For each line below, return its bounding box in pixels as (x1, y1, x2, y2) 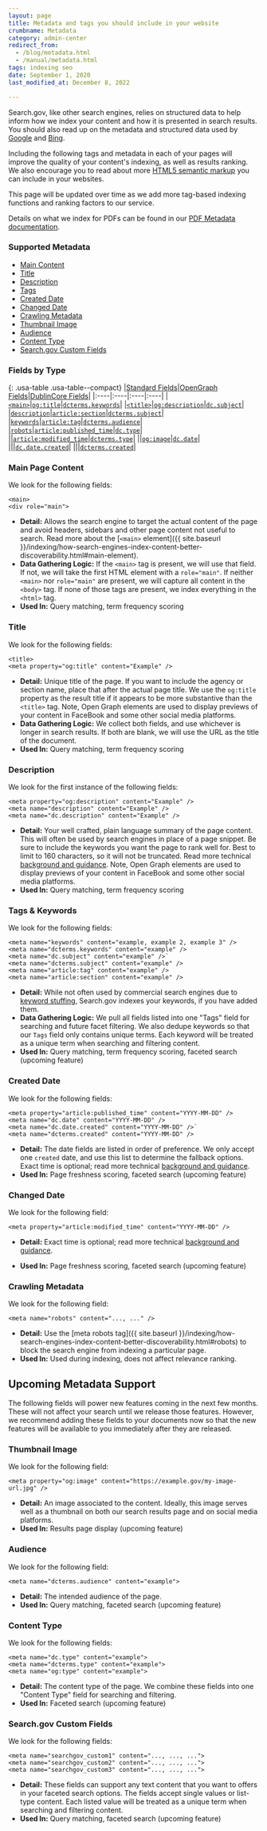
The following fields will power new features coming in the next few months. (8, 1398, 259, 1408)
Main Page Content (8, 463, 84, 474)
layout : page (8, 11, 52, 20)
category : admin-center (8, 34, 88, 42)
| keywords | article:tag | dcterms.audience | (8, 417, 143, 427)
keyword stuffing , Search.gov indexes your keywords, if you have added (19, 996, 257, 1006)
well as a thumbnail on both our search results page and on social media (19, 1507, 258, 1516)
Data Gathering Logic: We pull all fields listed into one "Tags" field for (19, 1013, 249, 1023)
